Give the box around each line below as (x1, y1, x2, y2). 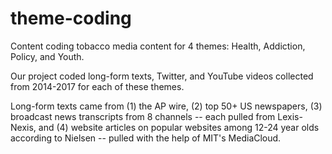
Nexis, (10, 121, 37, 133)
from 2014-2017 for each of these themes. (10, 80, 185, 92)
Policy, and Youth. (10, 50, 85, 62)
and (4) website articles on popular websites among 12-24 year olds (38, 121, 320, 133)
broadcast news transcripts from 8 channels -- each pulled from (10, 110, 276, 122)
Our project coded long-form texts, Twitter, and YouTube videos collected (10, 70, 314, 82)
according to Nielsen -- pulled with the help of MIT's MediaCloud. (10, 132, 282, 144)
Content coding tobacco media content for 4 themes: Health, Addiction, (10, 40, 306, 52)
